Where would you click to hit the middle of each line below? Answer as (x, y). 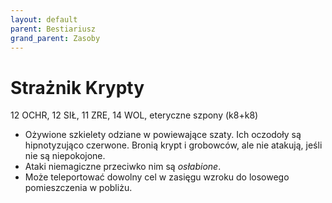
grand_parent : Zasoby (55, 38)
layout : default (44, 19)
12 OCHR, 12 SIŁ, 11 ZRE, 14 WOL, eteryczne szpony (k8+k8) (134, 115)
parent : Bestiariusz (53, 29)
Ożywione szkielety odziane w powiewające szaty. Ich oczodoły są (163, 135)
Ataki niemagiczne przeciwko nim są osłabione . (123, 167)
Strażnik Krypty (77, 87)
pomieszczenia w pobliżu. (78, 188)
